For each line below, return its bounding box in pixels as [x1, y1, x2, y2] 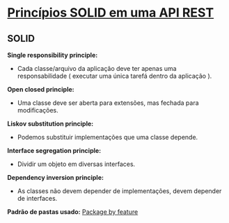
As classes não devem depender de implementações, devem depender [17, 187, 222, 195]
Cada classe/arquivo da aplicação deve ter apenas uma [17, 65, 177, 72]
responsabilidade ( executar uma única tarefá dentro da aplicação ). [17, 72, 212, 80]
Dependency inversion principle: [7, 174, 104, 181]
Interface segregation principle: [7, 147, 102, 154]
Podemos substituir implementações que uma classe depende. [17, 133, 198, 141]
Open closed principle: [7, 85, 74, 93]
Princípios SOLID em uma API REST [7, 5, 214, 21]
